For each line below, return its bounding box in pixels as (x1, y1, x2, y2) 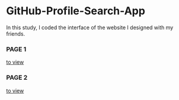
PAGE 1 (6, 45, 27, 53)
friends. (6, 30, 25, 37)
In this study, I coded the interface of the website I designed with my (6, 24, 174, 31)
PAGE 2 (6, 73, 28, 82)
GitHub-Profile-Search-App (6, 4, 145, 18)
